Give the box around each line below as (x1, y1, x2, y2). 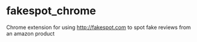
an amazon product (6, 30, 55, 37)
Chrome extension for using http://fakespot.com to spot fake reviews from (6, 24, 192, 31)
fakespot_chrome (6, 4, 97, 18)
